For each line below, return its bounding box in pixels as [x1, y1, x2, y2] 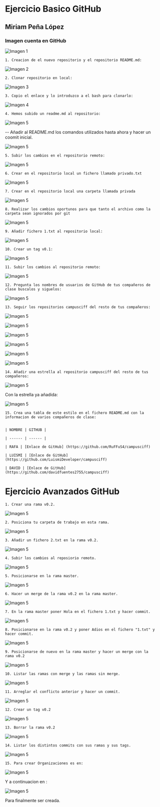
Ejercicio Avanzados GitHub [5, 486, 120, 497]
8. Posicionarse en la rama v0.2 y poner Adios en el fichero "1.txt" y [5, 627, 155, 632]
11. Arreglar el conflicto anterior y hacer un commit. [5, 689, 120, 694]
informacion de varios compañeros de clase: [5, 415, 96, 420]
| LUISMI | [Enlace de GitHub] [5, 452, 68, 458]
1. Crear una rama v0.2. [5, 502, 55, 507]
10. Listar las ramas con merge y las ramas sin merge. [5, 671, 120, 676]
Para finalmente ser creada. [5, 797, 61, 803]
